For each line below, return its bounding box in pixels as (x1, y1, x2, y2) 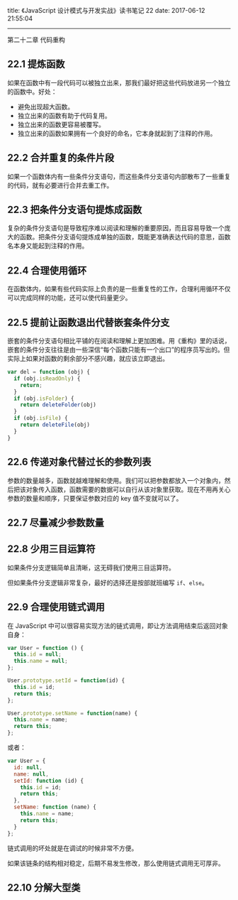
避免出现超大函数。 (17, 102, 74, 111)
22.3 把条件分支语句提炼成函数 (7, 204, 142, 216)
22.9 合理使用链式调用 (7, 601, 105, 613)
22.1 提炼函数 (7, 58, 65, 70)
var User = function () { (7, 644, 84, 651)
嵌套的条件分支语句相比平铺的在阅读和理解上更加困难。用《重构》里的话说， (7, 337, 231, 345)
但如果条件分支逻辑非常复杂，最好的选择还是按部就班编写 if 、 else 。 (7, 578, 208, 587)
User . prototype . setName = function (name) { (7, 710, 138, 717)
